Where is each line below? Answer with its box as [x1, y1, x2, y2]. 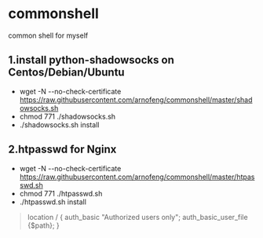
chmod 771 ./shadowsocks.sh [19, 112, 116, 121]
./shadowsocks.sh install [19, 119, 100, 130]
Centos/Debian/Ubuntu [8, 66, 125, 79]
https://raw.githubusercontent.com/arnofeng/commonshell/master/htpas [19, 172, 255, 181]
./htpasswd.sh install [19, 197, 86, 207]
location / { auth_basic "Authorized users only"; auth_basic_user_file [27, 212, 249, 222]
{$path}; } [27, 221, 60, 230]
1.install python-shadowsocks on [8, 53, 174, 67]
